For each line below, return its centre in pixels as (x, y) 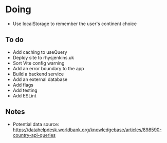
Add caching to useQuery (40, 52)
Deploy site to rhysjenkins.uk (43, 57)
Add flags (23, 85)
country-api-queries (34, 135)
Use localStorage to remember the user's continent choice (75, 24)
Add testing (25, 90)
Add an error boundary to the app (48, 68)
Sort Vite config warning (39, 63)
